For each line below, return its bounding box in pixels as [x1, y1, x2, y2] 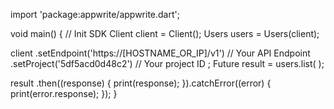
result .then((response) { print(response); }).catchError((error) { [10, 77, 272, 89]
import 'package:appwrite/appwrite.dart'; [10, 9, 180, 20]
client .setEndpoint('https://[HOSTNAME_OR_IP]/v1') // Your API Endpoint [10, 47, 311, 59]
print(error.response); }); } [10, 88, 118, 99]
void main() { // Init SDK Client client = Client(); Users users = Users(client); [10, 28, 320, 39]
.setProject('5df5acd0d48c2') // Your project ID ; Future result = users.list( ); [10, 58, 325, 69]
